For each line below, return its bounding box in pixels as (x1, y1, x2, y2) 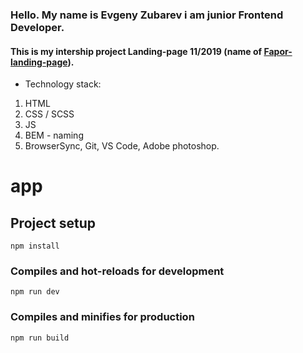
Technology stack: (24, 78, 102, 90)
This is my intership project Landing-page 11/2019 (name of (10, 45, 263, 57)
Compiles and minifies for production (10, 310, 195, 324)
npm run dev (10, 287, 60, 297)
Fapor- (263, 45, 293, 57)
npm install (10, 241, 60, 252)
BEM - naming (24, 129, 84, 142)
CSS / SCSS (24, 108, 75, 120)
